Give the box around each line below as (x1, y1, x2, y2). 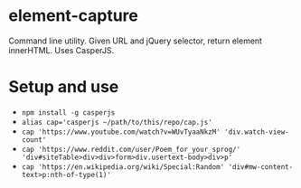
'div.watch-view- (223, 127, 290, 136)
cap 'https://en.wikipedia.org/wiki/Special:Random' (21, 162, 225, 172)
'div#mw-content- (228, 162, 294, 172)
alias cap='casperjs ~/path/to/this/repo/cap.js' (21, 117, 213, 127)
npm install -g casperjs (21, 108, 116, 117)
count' (21, 135, 47, 145)
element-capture (8, 5, 139, 26)
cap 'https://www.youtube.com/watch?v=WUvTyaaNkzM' (21, 127, 221, 136)
